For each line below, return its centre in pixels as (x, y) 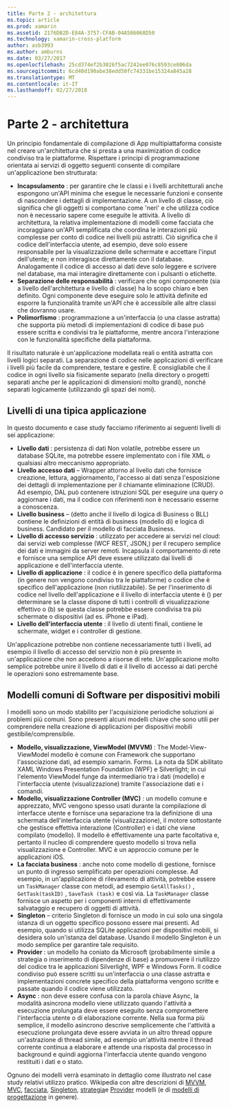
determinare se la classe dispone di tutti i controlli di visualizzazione (113, 601)
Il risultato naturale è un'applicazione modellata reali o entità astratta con (110, 353)
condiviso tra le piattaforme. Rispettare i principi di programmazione (103, 158)
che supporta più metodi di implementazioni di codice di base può (111, 325)
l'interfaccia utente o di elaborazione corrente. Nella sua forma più (111, 1018)
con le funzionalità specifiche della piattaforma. (84, 340)
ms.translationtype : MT (41, 77)
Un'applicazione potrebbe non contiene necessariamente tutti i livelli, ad (109, 644)
